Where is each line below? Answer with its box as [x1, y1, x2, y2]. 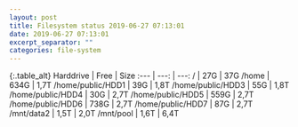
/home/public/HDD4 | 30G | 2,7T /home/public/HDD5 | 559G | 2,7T [9, 90, 254, 100]
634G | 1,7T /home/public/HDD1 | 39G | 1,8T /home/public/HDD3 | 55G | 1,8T [9, 80, 290, 91]
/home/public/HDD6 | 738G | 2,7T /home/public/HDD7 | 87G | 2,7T [9, 99, 254, 109]
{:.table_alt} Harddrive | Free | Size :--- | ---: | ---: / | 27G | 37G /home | [9, 70, 270, 81]
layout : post [9, 12, 58, 22]
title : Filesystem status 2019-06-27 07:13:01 [9, 21, 185, 30]
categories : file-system [9, 46, 101, 55]
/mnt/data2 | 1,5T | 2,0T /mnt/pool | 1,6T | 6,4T [9, 108, 180, 119]
